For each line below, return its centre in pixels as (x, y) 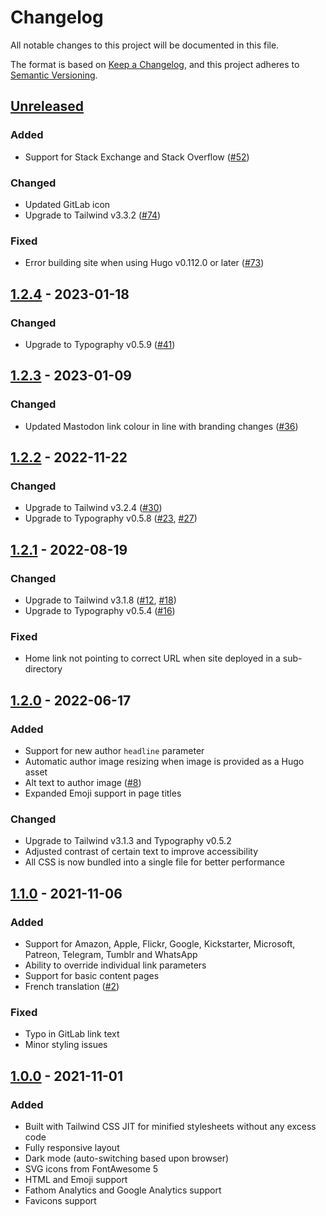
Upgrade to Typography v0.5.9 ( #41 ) (100, 344)
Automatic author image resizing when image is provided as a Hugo (164, 761)
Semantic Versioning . (54, 75)
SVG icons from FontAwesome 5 (91, 1168)
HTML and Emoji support (76, 1179)
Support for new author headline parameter (114, 750)
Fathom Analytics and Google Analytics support (123, 1190)
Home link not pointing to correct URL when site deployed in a (152, 658)
